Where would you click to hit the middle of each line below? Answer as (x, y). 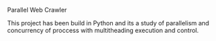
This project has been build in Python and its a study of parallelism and (108, 23)
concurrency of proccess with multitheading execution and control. (103, 30)
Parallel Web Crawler (37, 10)
